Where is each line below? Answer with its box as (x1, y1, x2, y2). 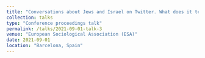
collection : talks (6, 14, 53, 21)
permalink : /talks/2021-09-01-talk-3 (6, 25, 103, 32)
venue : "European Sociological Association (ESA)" (6, 31, 138, 37)
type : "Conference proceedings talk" (6, 20, 103, 26)
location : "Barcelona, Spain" (6, 43, 84, 49)
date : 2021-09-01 (6, 37, 51, 43)
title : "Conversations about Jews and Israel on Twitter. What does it (6, 8, 192, 15)
